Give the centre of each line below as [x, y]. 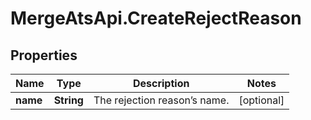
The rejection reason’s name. [161, 100]
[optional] [261, 100]
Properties [44, 55]
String [68, 100]
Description [161, 83]
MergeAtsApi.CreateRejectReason [156, 18]
